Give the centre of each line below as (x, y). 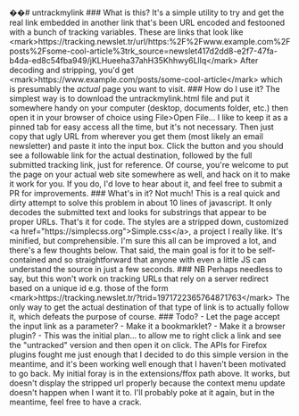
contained (28, 260)
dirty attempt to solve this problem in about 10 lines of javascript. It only (141, 203)
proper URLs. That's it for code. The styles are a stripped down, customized (149, 222)
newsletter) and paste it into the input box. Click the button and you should (146, 146)
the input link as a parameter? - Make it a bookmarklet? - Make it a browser (147, 326)
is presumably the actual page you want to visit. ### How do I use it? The (145, 89)
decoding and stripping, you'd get (71, 70)
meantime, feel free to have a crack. (76, 402)
